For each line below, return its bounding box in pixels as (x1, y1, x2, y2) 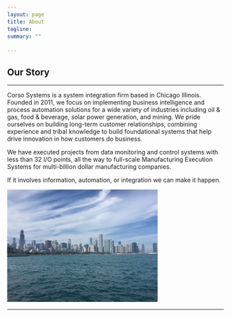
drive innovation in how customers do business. (7, 134, 143, 143)
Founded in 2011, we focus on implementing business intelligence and (7, 98, 205, 106)
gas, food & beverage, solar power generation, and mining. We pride (7, 113, 201, 121)
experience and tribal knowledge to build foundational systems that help (7, 127, 212, 135)
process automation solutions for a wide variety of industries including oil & (7, 105, 221, 113)
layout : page (7, 11, 45, 18)
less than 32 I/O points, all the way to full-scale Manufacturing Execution (7, 155, 213, 163)
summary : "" (7, 33, 41, 40)
